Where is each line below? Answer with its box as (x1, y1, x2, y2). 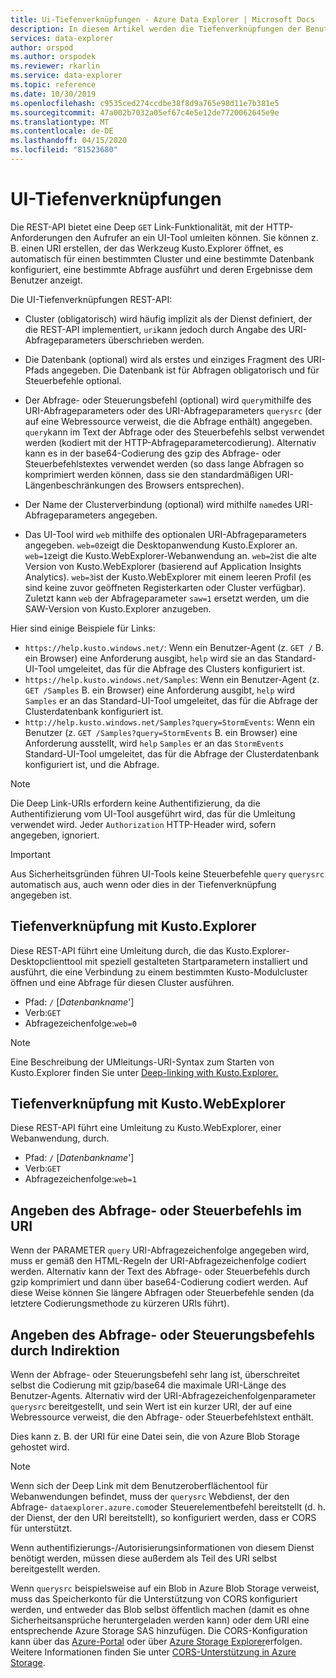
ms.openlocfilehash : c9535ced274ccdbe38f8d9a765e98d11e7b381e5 (10, 98, 280, 108)
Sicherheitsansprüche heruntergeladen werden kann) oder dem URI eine (10, 1614, 310, 1626)
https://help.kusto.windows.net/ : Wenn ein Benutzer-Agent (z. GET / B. (24, 641, 324, 653)
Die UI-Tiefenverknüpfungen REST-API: (10, 293, 173, 305)
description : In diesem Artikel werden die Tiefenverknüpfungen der (10, 24, 302, 34)
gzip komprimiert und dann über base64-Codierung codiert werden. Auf (10, 1276, 309, 1288)
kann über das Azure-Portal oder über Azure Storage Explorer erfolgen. (10, 1636, 303, 1648)
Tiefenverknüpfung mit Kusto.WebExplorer (10, 1096, 286, 1113)
